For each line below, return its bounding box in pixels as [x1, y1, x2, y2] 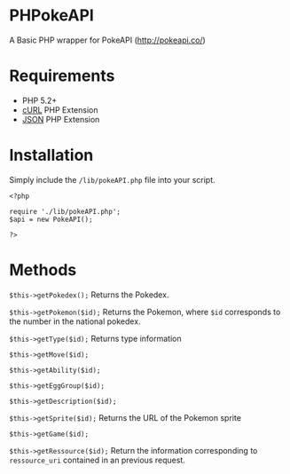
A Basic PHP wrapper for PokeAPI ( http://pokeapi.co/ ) [9, 35, 206, 45]
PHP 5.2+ [21, 95, 58, 106]
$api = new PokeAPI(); [9, 215, 93, 224]
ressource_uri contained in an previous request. [9, 454, 186, 465]
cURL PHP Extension [21, 104, 98, 115]
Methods [9, 260, 77, 280]
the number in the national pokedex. [9, 316, 141, 327]
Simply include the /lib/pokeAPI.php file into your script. [9, 174, 216, 185]
